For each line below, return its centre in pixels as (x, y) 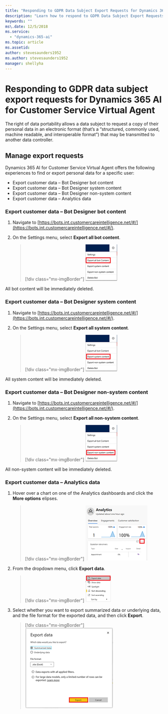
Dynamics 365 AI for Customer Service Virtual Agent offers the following (80, 168)
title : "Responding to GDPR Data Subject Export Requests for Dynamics (81, 11)
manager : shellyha (24, 63)
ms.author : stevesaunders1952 (37, 58)
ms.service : (17, 32)
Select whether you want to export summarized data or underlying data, (86, 610)
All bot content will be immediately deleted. (49, 289)
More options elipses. (35, 499)
